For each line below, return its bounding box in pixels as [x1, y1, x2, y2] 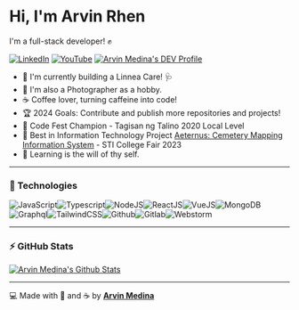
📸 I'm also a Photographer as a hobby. [21, 84, 163, 94]
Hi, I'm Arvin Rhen [9, 6, 146, 27]
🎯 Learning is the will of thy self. [21, 149, 140, 159]
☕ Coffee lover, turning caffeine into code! [21, 94, 178, 104]
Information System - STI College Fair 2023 [21, 139, 182, 150]
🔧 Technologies [9, 179, 78, 192]
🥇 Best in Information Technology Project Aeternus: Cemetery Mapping [21, 129, 283, 140]
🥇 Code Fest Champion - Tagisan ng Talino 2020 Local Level [21, 120, 245, 131]
